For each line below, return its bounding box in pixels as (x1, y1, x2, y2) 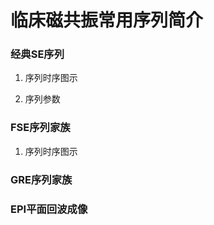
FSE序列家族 (10, 121, 71, 135)
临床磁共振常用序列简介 (10, 9, 204, 32)
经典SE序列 (10, 47, 65, 61)
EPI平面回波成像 (10, 202, 88, 216)
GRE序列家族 (10, 172, 73, 186)
